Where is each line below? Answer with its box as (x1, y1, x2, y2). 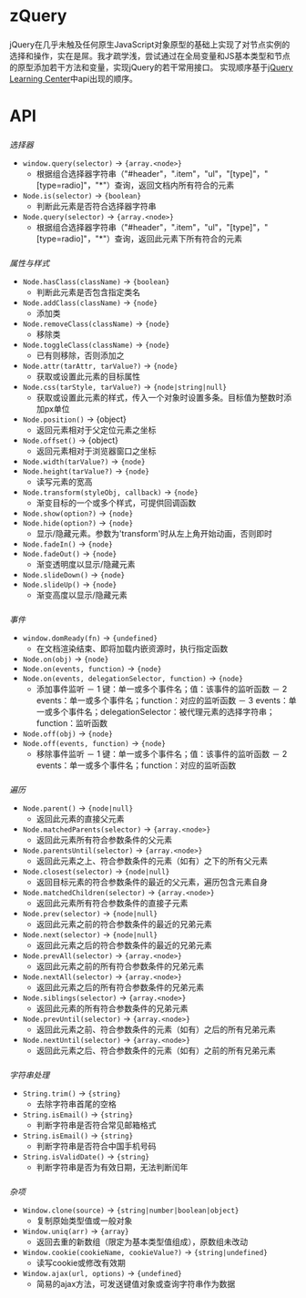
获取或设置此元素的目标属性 (36, 371, 141, 383)
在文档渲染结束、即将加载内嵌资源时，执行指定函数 (36, 643, 229, 654)
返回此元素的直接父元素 (36, 813, 125, 824)
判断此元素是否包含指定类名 (36, 287, 141, 298)
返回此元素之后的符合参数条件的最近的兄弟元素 (36, 939, 212, 950)
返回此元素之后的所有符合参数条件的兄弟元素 (36, 981, 205, 993)
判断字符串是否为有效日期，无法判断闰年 (36, 1161, 189, 1172)
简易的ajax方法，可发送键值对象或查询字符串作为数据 (36, 1278, 236, 1289)
